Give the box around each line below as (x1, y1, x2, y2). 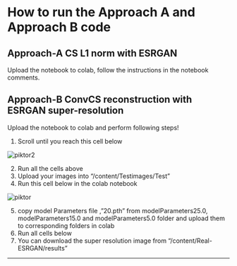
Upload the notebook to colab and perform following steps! (7, 123, 179, 132)
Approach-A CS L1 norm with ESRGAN (7, 47, 178, 59)
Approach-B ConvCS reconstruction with (7, 94, 193, 106)
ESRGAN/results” (17, 243, 68, 252)
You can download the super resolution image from (17, 236, 167, 245)
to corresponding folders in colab (17, 221, 115, 229)
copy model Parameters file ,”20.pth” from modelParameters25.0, (17, 206, 208, 215)
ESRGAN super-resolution (7, 105, 124, 117)
